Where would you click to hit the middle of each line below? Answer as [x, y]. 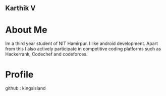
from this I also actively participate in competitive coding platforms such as [83, 49]
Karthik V [20, 8]
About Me [26, 30]
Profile [19, 74]
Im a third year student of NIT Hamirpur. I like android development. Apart [81, 43]
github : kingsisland [25, 88]
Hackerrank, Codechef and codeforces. [46, 54]
